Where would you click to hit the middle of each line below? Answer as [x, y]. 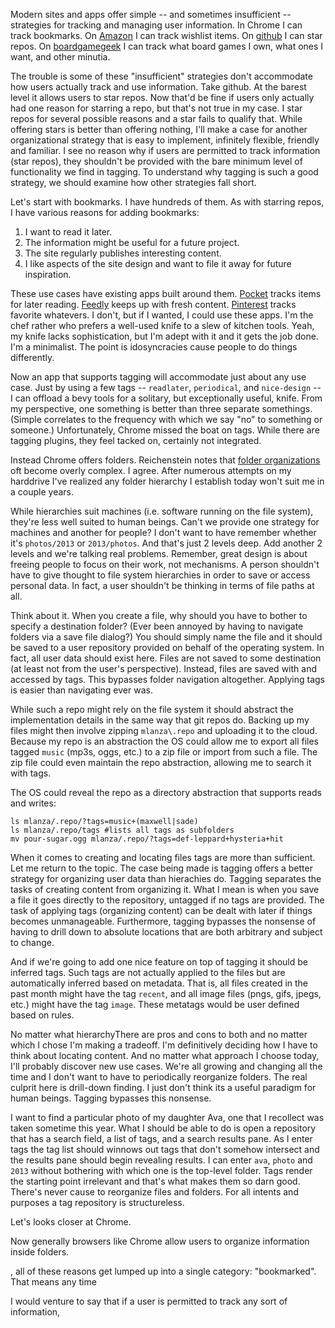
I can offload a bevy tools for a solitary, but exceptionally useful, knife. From [166, 398]
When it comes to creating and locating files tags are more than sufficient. [163, 857]
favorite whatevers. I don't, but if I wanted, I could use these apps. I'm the [162, 315]
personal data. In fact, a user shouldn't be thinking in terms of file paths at [162, 585]
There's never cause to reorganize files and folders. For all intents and [154, 1192]
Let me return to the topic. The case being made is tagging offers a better [161, 868]
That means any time [53, 1282]
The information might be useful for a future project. [132, 242]
